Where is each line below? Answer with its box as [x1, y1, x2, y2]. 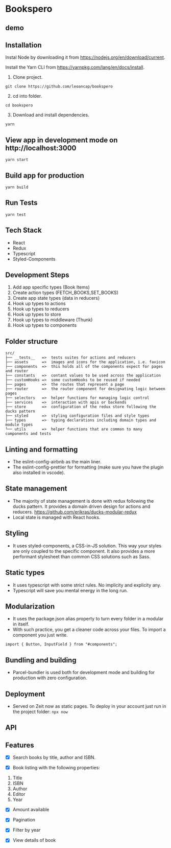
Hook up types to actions [12, 300, 66, 307]
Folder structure [5, 337, 58, 346]
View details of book [12, 837, 56, 843]
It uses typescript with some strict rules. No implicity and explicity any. [12, 582, 162, 588]
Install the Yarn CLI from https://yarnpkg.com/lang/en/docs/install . [5, 64, 144, 71]
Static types [5, 568, 45, 577]
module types [5, 422, 33, 428]
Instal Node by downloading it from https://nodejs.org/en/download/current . [5, 54, 165, 60]
